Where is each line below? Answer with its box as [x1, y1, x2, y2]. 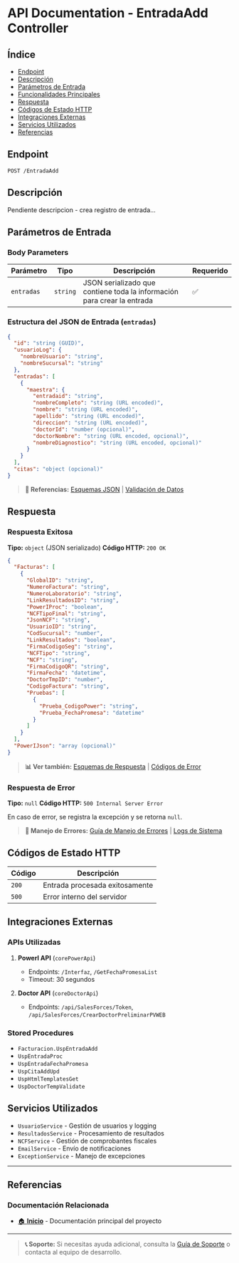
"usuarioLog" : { [14, 347, 62, 354]
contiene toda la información [83, 287, 179, 297]
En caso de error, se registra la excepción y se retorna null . [7, 813, 183, 822]
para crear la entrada [83, 295, 153, 305]
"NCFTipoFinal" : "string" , [26, 610, 107, 617]
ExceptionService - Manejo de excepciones [17, 1151, 146, 1160]
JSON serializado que [83, 278, 156, 288]
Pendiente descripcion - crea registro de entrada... [7, 205, 156, 214]
